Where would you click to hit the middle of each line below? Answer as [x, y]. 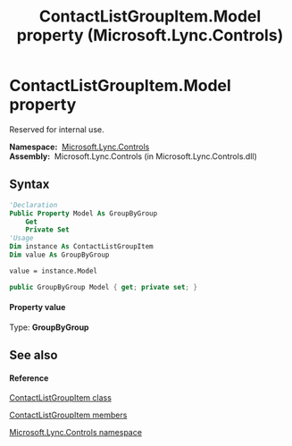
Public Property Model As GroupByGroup [83, 213]
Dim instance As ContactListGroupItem [81, 247]
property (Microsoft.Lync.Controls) [150, 35]
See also [33, 355]
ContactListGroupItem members [68, 415]
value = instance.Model [54, 271]
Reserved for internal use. [57, 129]
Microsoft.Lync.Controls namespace [76, 433]
